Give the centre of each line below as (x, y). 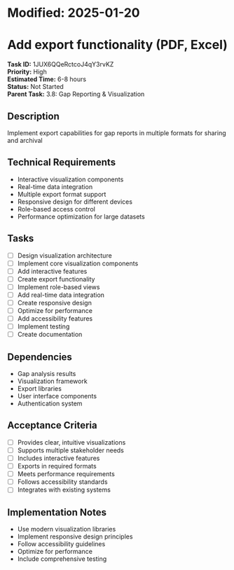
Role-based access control (56, 209)
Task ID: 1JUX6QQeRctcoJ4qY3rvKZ (61, 64)
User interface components (57, 396)
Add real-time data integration (61, 295)
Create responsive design (55, 303)
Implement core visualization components (78, 263)
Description (33, 116)
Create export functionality (56, 279)
